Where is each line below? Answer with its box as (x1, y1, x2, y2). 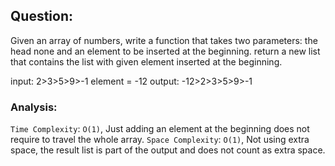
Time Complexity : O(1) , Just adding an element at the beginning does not (10, 123, 310, 135)
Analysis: (10, 100, 58, 114)
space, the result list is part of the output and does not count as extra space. (10, 144, 326, 156)
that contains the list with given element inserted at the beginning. (10, 55, 283, 68)
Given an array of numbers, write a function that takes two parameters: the (10, 34, 318, 46)
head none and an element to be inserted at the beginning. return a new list (10, 45, 321, 57)
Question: (10, 8, 74, 25)
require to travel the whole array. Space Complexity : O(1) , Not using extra (10, 134, 310, 146)
